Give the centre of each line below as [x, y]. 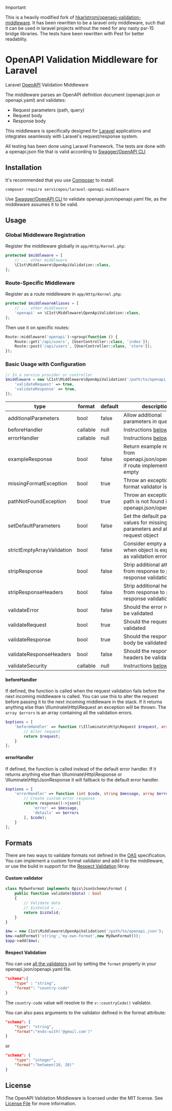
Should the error [143, 607]
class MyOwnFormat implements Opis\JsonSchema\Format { [66, 889]
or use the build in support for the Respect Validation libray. [68, 866]
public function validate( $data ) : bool [58, 894]
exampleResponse [30, 459]
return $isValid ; [42, 912]
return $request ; [42, 736]
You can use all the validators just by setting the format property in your [81, 964]
